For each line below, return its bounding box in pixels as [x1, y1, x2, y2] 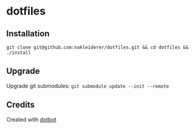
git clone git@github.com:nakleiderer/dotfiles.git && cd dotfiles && [6, 44, 189, 50]
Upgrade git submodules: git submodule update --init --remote [6, 82, 169, 89]
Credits [6, 100, 35, 110]
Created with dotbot [6, 116, 56, 123]
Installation [6, 28, 50, 39]
